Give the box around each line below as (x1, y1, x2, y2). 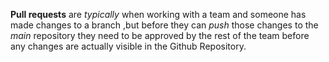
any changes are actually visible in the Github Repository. (10, 40, 247, 52)
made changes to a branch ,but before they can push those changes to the (10, 19, 319, 31)
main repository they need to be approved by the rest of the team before (10, 30, 310, 41)
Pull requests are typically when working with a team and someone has (10, 9, 307, 20)
